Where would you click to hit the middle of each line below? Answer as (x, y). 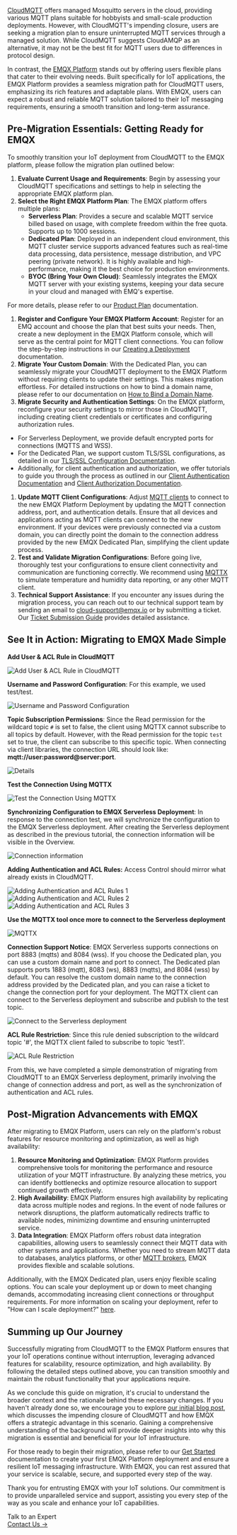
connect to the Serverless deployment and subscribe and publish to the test (118, 999)
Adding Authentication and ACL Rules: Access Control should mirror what (117, 869)
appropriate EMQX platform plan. (65, 193)
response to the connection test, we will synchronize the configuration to (114, 819)
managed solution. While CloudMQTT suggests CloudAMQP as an (104, 40)
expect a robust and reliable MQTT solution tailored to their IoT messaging (115, 99)
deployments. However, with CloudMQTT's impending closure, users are (113, 25)
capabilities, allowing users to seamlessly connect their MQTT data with (122, 1243)
